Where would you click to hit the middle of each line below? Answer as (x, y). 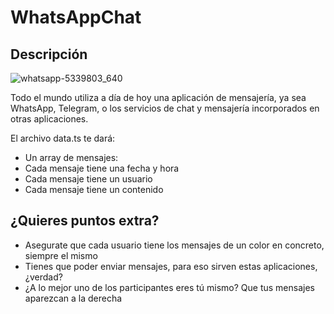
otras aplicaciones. (49, 119)
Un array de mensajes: (71, 157)
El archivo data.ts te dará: (63, 138)
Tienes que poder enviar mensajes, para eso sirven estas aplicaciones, (171, 266)
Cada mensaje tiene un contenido (94, 189)
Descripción (49, 54)
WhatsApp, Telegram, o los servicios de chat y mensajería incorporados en (165, 108)
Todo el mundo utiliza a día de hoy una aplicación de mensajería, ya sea (158, 97)
